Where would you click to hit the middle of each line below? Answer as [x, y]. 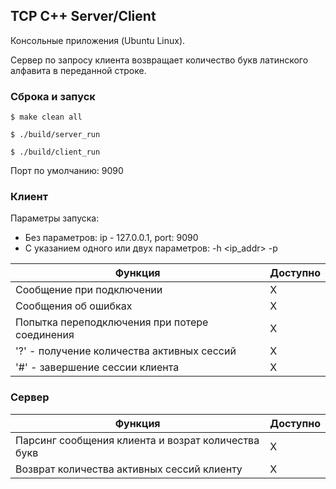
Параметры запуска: [55, 218]
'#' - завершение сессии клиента [97, 367]
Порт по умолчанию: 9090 [67, 171]
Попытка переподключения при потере [112, 322]
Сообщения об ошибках [74, 306]
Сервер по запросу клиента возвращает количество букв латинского [159, 60]
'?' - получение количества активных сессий [126, 351]
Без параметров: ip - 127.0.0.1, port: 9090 [111, 238]
